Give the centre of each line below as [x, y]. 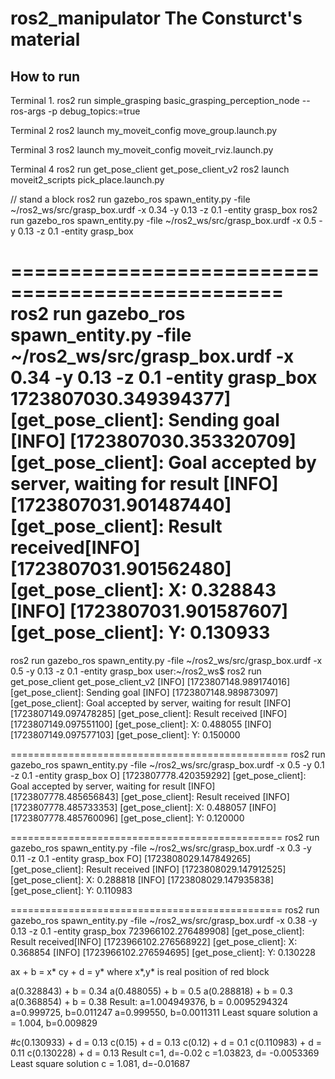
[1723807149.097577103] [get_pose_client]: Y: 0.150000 [125, 734]
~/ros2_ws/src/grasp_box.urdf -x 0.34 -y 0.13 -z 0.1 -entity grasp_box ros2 [164, 210]
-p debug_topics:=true [94, 111]
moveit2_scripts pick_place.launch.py [87, 180]
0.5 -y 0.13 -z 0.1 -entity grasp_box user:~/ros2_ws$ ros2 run [136, 671]
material [45, 39]
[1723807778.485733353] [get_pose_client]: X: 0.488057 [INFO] [143, 807]
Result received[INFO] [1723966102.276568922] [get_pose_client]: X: [154, 941]
